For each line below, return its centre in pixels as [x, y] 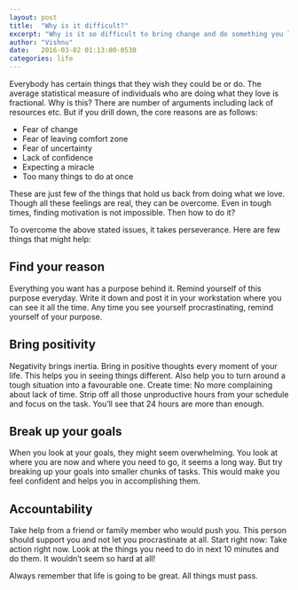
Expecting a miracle [58, 167]
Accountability [51, 509]
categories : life [41, 59]
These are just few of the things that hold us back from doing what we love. [147, 193]
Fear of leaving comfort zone [75, 139]
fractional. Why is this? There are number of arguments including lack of [141, 102]
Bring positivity [52, 345]
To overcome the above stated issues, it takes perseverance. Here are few [145, 230]
